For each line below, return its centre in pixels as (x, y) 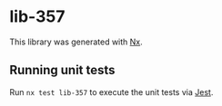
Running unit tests (62, 70)
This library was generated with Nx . (76, 42)
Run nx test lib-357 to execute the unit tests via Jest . (111, 92)
